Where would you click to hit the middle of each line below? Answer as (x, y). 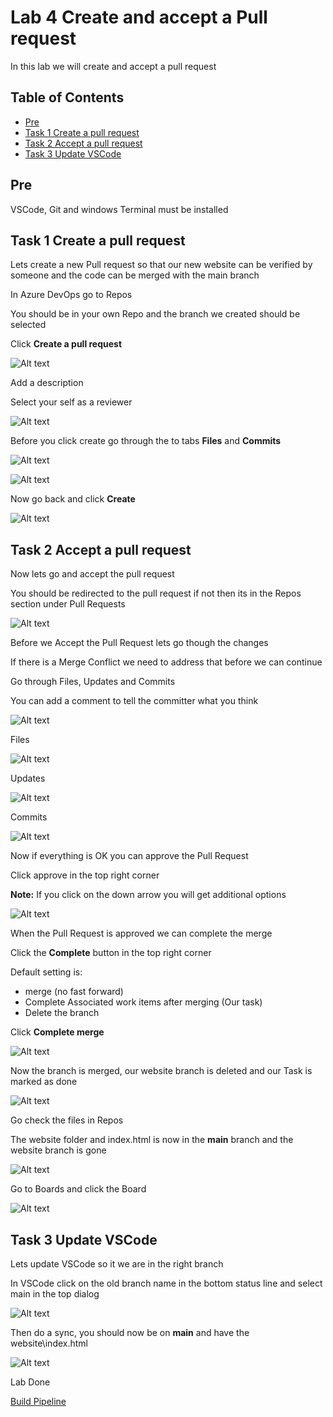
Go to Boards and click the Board (78, 1189)
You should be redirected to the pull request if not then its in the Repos (156, 593)
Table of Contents (67, 97)
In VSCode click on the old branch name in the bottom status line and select (166, 1283)
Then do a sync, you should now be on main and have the (130, 1332)
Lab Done (30, 1382)
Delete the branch (62, 1013)
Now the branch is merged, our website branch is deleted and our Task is (161, 1071)
